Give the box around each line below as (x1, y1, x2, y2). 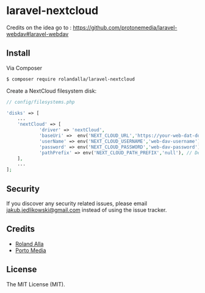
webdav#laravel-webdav (6, 30, 69, 37)
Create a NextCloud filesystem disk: (6, 87, 97, 95)
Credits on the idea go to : (6, 24, 72, 31)
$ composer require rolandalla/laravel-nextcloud (6, 76, 135, 82)
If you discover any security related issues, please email (6, 200, 148, 207)
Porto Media (15, 247, 46, 254)
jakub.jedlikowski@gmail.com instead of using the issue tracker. (6, 206, 167, 214)
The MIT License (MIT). (6, 280, 65, 288)
